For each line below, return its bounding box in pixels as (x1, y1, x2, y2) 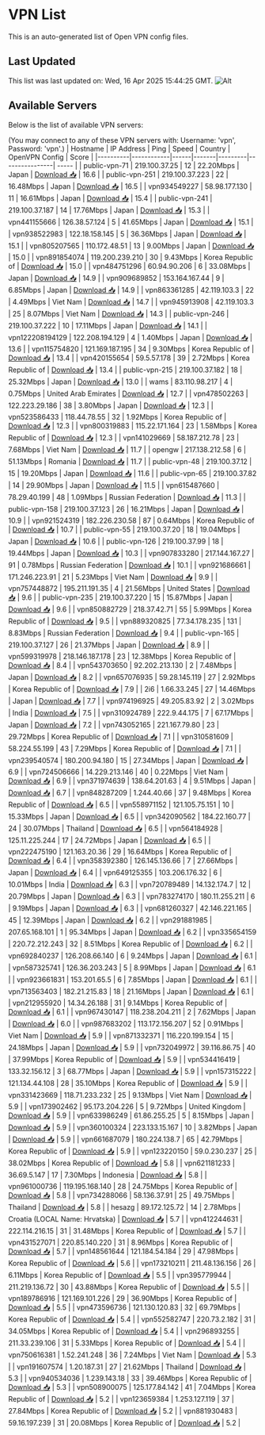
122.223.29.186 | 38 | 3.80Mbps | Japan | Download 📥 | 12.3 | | (8, 401, 214, 410)
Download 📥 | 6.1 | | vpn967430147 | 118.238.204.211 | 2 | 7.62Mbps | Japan (8, 1007, 256, 1016)
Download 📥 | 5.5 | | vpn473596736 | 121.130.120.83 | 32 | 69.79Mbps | (8, 1303, 241, 1312)
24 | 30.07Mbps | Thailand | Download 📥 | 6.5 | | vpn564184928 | (8, 823, 223, 833)
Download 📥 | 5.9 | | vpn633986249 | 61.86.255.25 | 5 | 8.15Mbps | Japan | (8, 1111, 255, 1120)
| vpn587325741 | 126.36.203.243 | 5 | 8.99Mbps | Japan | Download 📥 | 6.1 (8, 962, 256, 973)
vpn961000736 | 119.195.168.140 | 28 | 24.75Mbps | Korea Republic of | (8, 1181, 237, 1191)
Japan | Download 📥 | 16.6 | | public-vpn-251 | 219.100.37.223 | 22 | (8, 169, 229, 179)
